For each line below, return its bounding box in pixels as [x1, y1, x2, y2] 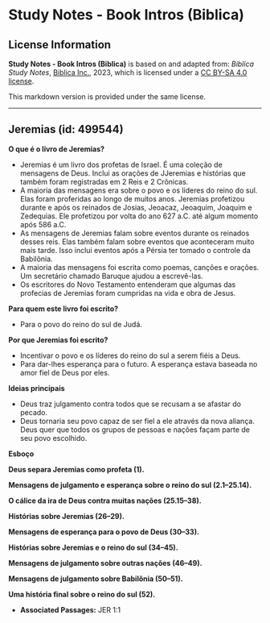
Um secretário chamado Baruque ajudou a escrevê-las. [19, 271, 203, 280]
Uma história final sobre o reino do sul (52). [8, 589, 156, 599]
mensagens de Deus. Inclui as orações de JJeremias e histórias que [19, 168, 247, 178]
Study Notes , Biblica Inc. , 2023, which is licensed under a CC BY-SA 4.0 [8, 68, 247, 77]
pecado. [19, 407, 48, 417]
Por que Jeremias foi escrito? [8, 334, 108, 344]
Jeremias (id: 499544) [8, 123, 124, 136]
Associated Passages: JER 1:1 [19, 604, 121, 614]
